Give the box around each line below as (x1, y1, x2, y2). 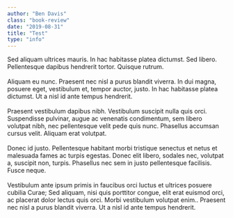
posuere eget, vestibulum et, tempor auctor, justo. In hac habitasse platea (7, 85, 218, 93)
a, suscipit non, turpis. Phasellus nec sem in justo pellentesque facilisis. (7, 159, 212, 167)
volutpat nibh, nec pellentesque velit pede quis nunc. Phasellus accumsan (7, 122, 219, 130)
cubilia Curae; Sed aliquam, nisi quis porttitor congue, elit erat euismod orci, (7, 189, 225, 197)
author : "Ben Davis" (7, 10, 67, 17)
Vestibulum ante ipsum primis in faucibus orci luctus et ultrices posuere (7, 181, 212, 189)
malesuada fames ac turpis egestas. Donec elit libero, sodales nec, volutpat (7, 151, 224, 160)
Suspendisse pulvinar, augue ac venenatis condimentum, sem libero (7, 114, 203, 123)
